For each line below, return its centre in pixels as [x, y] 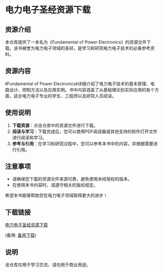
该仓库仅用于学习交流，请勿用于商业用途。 [48, 265]
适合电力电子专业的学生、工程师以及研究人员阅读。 [65, 96]
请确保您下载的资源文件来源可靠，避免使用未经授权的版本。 [72, 179]
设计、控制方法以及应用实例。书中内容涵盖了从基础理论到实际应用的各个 [82, 90]
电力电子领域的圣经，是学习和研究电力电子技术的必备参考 [92, 48]
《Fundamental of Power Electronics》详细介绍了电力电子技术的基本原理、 [78, 84]
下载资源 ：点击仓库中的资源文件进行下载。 [55, 125]
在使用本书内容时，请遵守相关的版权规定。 [55, 185]
